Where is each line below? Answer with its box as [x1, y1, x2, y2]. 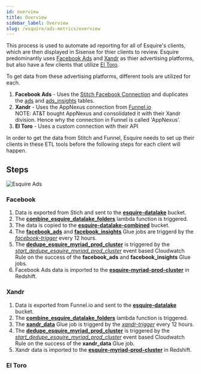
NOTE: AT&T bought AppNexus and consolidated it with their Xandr [14, 110, 181, 117]
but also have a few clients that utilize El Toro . [6, 61, 119, 68]
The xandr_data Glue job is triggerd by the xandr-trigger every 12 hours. [14, 321, 194, 328]
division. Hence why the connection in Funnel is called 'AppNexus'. [14, 116, 181, 124]
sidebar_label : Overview [6, 20, 68, 26]
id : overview [6, 8, 39, 15]
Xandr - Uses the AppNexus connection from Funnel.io [14, 103, 152, 111]
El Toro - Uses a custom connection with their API [14, 122, 139, 130]
